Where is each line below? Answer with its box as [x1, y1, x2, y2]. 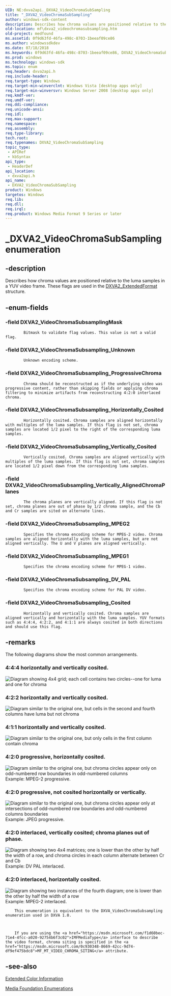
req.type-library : [5, 130, 44, 136]
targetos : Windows [5, 192, 44, 197]
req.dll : [5, 202, 24, 207]
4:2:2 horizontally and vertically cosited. [5, 694, 108, 701]
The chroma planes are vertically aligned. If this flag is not [23, 500, 163, 505]
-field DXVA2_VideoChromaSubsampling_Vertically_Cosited [5, 443, 157, 450]
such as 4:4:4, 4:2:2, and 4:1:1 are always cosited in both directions [5, 620, 163, 625]
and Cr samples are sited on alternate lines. [5, 508, 106, 514]
